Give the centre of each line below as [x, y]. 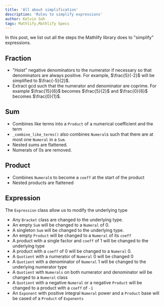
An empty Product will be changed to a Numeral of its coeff [72, 235]
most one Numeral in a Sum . [39, 139]
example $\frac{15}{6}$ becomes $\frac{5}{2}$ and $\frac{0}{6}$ [80, 91]
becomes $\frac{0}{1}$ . [37, 96]
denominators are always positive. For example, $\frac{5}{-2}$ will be [83, 76]
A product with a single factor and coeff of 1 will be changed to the [80, 240]
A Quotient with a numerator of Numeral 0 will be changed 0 [73, 256]
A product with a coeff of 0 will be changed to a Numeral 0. [72, 251]
